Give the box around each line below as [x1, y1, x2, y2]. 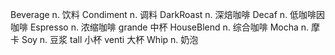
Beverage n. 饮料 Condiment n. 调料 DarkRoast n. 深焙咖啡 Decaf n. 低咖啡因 [10, 9, 326, 20]
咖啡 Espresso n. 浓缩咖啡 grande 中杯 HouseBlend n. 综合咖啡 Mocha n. [10, 21, 310, 33]
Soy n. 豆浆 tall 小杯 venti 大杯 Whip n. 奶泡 [21, 34, 199, 45]
